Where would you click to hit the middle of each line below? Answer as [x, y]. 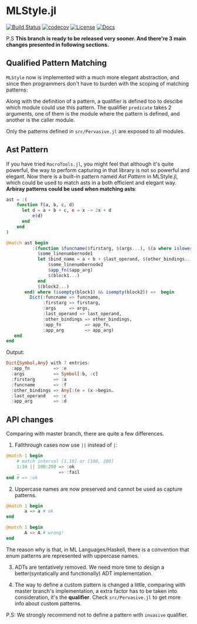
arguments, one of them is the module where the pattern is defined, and [93, 113]
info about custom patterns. [48, 603]
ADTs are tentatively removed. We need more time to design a [89, 567]
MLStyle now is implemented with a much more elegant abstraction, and [93, 77]
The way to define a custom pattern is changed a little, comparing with [100, 585]
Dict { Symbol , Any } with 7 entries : [48, 363]
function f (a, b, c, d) [46, 205]
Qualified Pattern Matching [57, 63]
